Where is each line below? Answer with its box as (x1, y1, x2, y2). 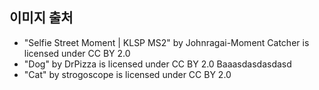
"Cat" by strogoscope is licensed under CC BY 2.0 (23, 68, 232, 80)
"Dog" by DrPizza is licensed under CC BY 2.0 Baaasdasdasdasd (23, 58, 292, 70)
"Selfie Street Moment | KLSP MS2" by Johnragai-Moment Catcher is (23, 36, 310, 48)
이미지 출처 (9, 9, 74, 27)
